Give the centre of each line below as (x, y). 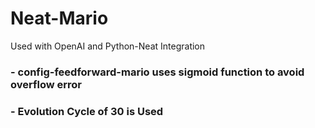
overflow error (46, 84)
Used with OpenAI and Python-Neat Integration (108, 46)
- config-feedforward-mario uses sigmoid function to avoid (157, 72)
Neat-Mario (59, 18)
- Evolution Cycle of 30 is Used (87, 111)
